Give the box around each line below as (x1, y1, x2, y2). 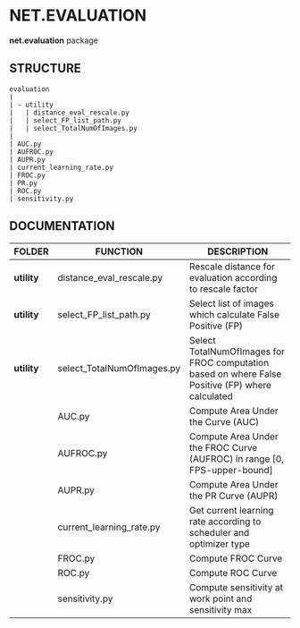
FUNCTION (95, 245, 143, 258)
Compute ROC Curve (188, 566, 278, 579)
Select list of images (188, 297, 274, 310)
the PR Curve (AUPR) (188, 489, 279, 502)
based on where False (188, 368, 282, 380)
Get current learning (188, 504, 274, 516)
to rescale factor (188, 283, 259, 295)
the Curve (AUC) (188, 415, 260, 428)
